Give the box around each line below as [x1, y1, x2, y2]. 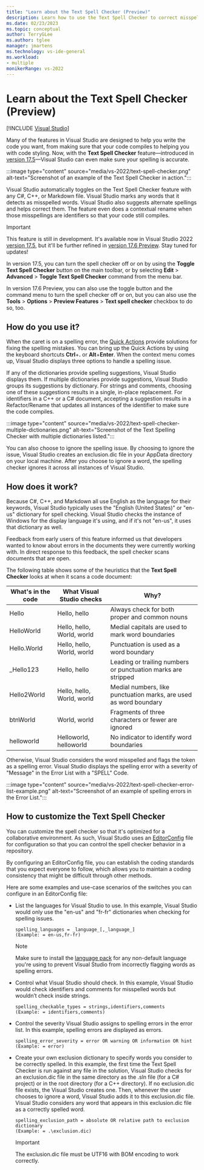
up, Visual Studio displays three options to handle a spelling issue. [6, 357, 172, 365]
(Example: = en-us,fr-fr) [15, 931, 81, 938]
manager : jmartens [6, 43, 53, 49]
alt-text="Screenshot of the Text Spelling [72, 427, 175, 434]
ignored [110, 723, 132, 731]
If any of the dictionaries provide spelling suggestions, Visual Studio [6, 369, 177, 377]
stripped [110, 673, 135, 681]
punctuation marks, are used [110, 690, 192, 698]
